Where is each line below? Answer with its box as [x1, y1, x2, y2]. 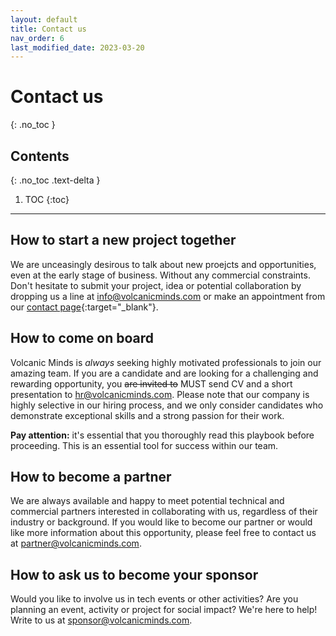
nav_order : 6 [10, 33, 65, 43]
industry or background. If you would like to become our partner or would [10, 516, 313, 528]
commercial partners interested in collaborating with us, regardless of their [10, 506, 318, 518]
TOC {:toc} [24, 194, 70, 205]
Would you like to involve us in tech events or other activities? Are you [10, 593, 299, 605]
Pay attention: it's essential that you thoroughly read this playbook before [10, 429, 315, 441]
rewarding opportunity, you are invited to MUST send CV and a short [10, 377, 293, 390]
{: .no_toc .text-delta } [10, 174, 101, 186]
